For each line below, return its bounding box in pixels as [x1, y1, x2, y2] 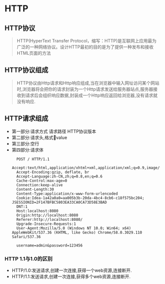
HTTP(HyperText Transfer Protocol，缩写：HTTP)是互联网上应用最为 [16, 38, 157, 43]
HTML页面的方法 [16, 50, 51, 56]
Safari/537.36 [11, 234, 41, 239]
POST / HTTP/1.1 [16, 156, 50, 162]
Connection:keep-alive [16, 182, 63, 187]
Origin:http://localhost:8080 [16, 213, 78, 217]
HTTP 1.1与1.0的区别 [4, 255, 53, 262]
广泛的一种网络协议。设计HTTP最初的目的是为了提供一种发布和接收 [16, 44, 154, 50]
